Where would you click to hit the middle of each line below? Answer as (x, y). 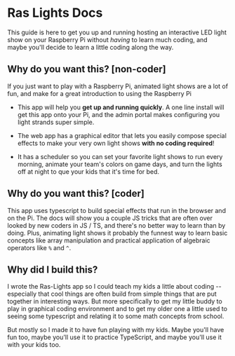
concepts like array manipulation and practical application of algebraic (109, 240)
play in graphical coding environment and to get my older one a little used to (117, 309)
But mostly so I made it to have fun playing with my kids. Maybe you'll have (116, 330)
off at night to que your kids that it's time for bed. (88, 171)
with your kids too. (34, 345)
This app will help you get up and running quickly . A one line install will (121, 107)
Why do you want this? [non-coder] (87, 69)
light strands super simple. (56, 122)
